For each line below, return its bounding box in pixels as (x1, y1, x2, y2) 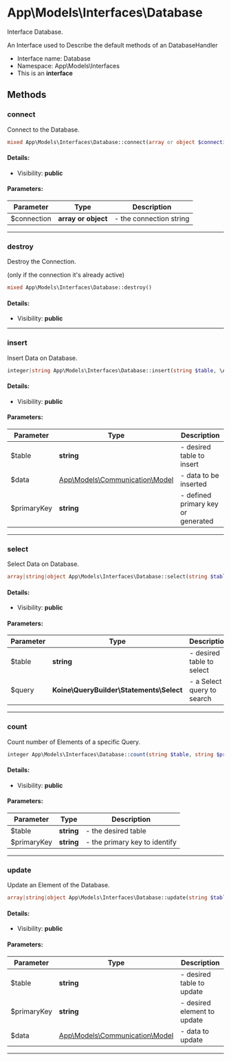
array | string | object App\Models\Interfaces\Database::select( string (7, 574, 208, 580)
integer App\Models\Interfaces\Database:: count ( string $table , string (7, 751, 214, 758)
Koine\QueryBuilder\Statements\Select (52, 685, 183, 695)
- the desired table (85, 826, 146, 836)
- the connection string (114, 214, 190, 223)
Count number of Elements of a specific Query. (7, 738, 141, 746)
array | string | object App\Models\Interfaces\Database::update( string (7, 894, 208, 901)
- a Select (188, 677, 222, 687)
